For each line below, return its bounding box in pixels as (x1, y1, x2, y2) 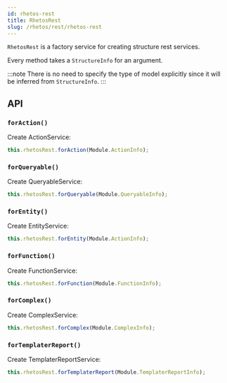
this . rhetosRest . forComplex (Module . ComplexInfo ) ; (7, 324, 156, 331)
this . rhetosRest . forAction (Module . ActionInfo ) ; (7, 147, 150, 154)
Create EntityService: (7, 222, 69, 231)
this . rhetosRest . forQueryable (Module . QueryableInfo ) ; (7, 191, 169, 198)
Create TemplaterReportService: (7, 355, 101, 363)
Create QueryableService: (7, 177, 83, 186)
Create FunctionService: (7, 266, 78, 275)
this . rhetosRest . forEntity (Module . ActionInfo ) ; (7, 235, 150, 242)
